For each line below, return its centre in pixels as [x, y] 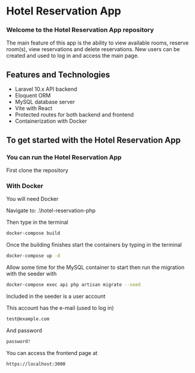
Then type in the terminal [37, 222]
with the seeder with [31, 274]
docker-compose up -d [33, 256]
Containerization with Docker [51, 121]
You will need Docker [32, 199]
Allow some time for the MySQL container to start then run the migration [95, 267]
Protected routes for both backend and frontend [74, 115]
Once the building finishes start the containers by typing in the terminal [94, 245]
